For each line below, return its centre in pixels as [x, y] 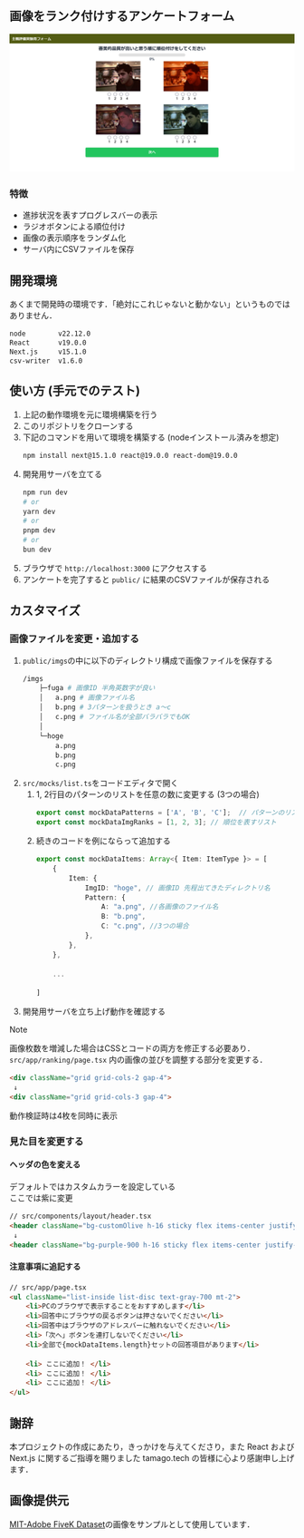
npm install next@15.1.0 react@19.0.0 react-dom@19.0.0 [130, 455]
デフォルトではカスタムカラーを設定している [93, 1186]
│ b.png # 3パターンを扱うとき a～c [105, 707]
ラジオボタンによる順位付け [74, 227]
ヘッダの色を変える [45, 1164]
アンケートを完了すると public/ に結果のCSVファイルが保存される [146, 579]
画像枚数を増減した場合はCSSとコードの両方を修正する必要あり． [132, 1048]
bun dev [37, 550]
